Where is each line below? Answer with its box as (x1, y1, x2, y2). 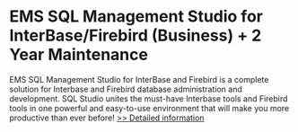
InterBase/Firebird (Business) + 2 (9, 25, 262, 46)
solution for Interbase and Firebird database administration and (9, 84, 242, 94)
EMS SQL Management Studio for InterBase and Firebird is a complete (9, 74, 269, 84)
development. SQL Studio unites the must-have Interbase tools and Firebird (9, 92, 288, 104)
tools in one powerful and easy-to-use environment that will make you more (9, 102, 290, 113)
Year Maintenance (9, 45, 148, 65)
